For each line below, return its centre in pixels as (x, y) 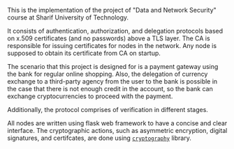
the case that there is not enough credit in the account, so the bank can (110, 89)
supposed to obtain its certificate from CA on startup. (84, 53)
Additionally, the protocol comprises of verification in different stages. (108, 110)
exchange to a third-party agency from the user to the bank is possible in (112, 81)
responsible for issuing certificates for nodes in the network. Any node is (112, 46)
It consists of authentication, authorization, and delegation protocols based (115, 31)
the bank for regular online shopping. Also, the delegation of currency (108, 74)
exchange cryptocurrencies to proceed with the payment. (90, 96)
